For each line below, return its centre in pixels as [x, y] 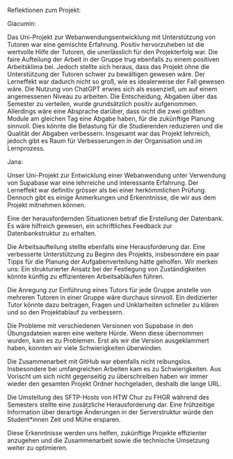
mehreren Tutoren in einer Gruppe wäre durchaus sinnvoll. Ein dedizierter [112, 297]
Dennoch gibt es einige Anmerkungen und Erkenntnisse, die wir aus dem [112, 197]
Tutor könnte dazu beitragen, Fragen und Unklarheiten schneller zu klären [113, 305]
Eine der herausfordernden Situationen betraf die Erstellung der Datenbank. [115, 218]
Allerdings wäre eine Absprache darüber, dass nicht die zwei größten [106, 111]
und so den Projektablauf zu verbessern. [65, 312]
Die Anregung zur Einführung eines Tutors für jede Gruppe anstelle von [109, 290]
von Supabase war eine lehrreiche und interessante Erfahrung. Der [103, 183]
